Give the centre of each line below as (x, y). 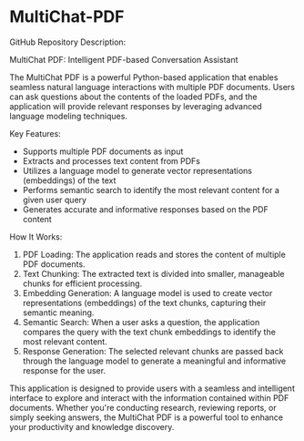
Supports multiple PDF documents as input (103, 151)
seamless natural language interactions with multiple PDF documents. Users (152, 87)
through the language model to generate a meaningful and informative (154, 361)
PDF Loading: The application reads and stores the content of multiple (154, 254)
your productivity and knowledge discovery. (92, 426)
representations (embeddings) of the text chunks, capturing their (144, 303)
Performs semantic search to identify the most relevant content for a (151, 190)
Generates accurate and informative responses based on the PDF (145, 209)
